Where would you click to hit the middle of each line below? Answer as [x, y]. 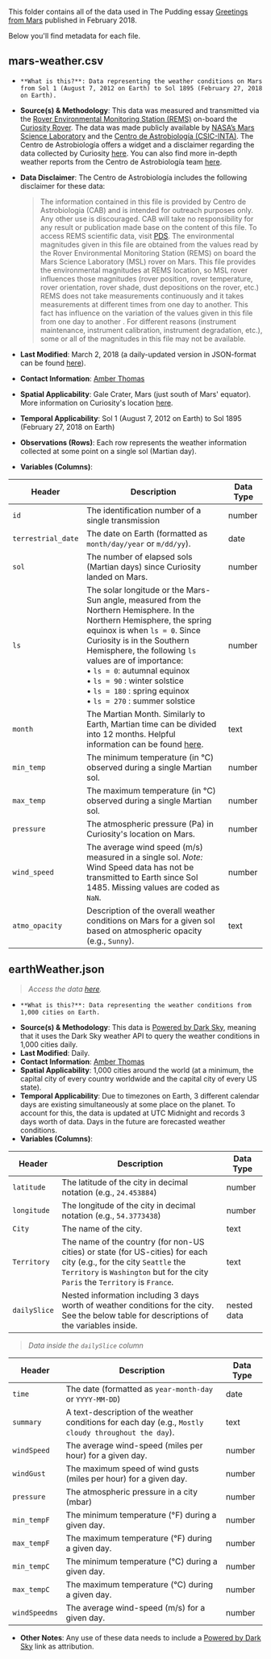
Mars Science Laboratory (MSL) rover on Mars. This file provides [148, 261]
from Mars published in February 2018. [73, 20]
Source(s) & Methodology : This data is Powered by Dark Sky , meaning [138, 1027]
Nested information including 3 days [130, 1295]
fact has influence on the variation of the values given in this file [146, 313]
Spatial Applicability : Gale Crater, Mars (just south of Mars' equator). [135, 394]
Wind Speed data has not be [140, 867]
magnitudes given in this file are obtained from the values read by [149, 244]
